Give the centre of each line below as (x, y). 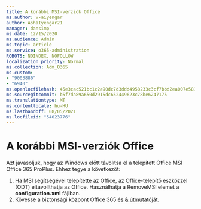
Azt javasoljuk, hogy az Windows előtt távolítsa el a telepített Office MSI (94, 163)
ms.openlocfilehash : (32, 89)
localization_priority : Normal (45, 61)
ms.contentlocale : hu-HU (37, 106)
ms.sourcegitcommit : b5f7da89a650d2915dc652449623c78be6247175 (87, 95)
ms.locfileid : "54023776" (38, 117)
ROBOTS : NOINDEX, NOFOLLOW (40, 56)
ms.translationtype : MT (36, 100)
